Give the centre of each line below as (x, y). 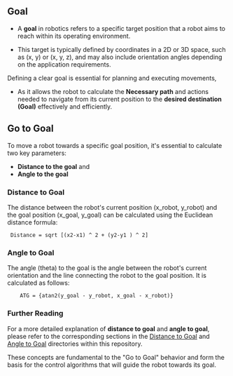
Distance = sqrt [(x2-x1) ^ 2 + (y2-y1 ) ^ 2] (79, 235)
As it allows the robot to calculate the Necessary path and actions (113, 91)
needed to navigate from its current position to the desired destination (120, 99)
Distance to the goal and (54, 166)
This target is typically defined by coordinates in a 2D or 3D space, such (121, 49)
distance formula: (33, 222)
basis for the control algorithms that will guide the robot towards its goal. (112, 365)
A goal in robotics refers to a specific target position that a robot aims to (121, 28)
